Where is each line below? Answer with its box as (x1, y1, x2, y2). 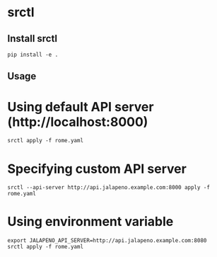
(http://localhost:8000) (7, 114, 148, 130)
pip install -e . (7, 51, 59, 58)
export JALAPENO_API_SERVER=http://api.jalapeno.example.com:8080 (7, 237, 207, 244)
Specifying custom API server (7, 161, 187, 177)
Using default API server (7, 98, 154, 115)
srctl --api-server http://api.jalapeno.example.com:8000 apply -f (7, 184, 211, 191)
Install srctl (7, 33, 58, 45)
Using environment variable (7, 214, 174, 230)
